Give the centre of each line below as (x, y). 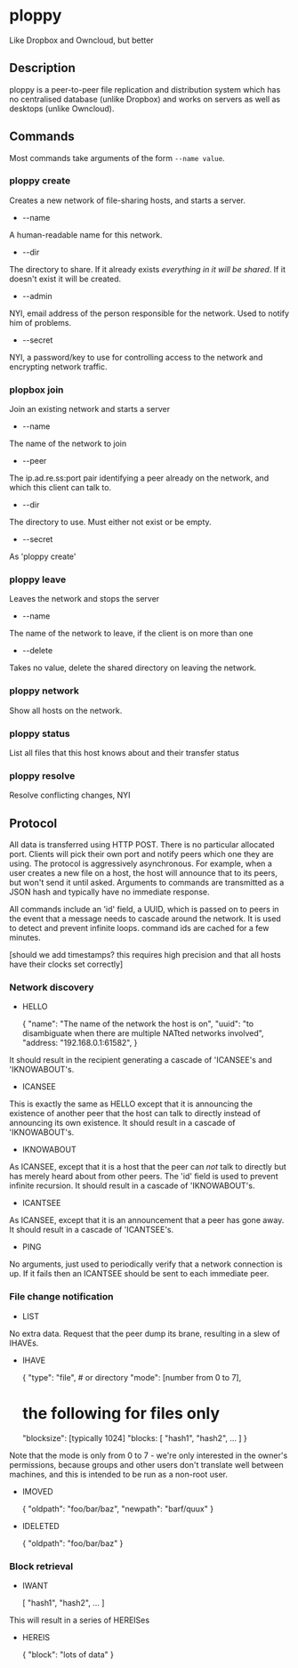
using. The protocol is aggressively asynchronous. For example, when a (141, 863)
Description (42, 68)
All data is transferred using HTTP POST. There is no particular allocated (142, 845)
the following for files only (121, 1413)
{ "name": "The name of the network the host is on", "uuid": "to (138, 1024)
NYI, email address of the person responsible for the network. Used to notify (149, 313)
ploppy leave (38, 579)
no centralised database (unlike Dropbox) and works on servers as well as (145, 99)
